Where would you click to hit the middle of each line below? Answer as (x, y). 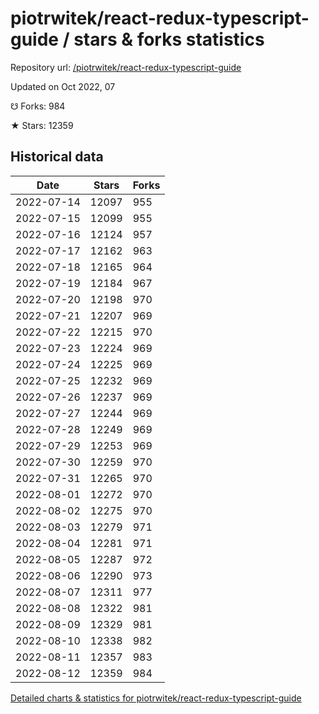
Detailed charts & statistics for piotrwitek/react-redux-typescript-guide (156, 698)
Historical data (57, 157)
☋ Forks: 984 (38, 106)
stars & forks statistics (169, 39)
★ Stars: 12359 (42, 125)
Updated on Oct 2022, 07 (63, 86)
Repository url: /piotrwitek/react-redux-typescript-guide (126, 67)
